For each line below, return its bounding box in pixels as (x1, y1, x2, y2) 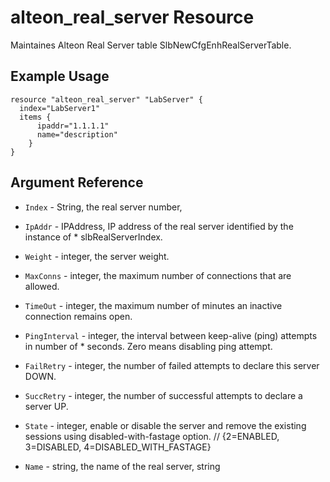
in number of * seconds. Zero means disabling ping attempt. (24, 340, 273, 352)
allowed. (24, 280, 60, 292)
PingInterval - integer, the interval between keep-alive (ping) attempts (24, 329, 318, 341)
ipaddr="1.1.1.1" (36, 121, 110, 131)
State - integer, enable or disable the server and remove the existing (24, 419, 307, 431)
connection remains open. (24, 310, 133, 322)
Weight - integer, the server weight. (24, 250, 170, 262)
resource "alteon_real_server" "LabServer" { (10, 94, 203, 105)
